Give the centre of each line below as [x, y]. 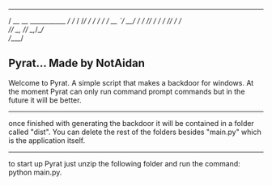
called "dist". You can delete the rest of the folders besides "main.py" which [135, 132]
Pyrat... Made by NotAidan [77, 63]
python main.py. [35, 172]
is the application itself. [47, 140]
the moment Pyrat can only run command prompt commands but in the [127, 91]
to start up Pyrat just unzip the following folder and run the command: [124, 163]
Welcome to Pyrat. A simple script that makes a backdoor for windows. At [131, 82]
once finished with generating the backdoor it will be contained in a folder [132, 123]
